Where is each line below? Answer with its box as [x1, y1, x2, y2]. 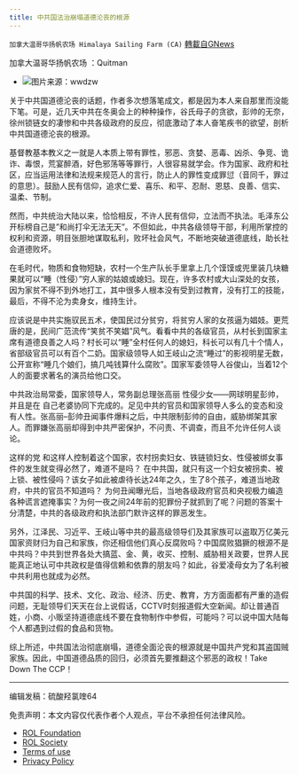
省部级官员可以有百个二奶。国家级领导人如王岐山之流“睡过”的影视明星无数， [9, 348, 288, 358]
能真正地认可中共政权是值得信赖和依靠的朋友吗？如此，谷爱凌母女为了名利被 [9, 560, 289, 570]
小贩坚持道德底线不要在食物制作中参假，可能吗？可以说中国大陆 [47, 611, 281, 622]
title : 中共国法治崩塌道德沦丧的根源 [9, 12, 130, 22]
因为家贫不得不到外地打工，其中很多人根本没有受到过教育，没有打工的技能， [9, 285, 289, 295]
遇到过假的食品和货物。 [32, 622, 118, 633]
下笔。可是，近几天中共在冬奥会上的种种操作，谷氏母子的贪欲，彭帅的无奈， [9, 106, 289, 116]
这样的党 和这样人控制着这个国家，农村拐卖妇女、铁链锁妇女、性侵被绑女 [9, 451, 276, 462]
